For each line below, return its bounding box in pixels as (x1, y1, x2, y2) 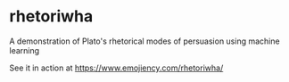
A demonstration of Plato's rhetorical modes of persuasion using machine (9, 36, 280, 46)
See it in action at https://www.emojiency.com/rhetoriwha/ (9, 62, 224, 73)
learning (9, 45, 40, 55)
